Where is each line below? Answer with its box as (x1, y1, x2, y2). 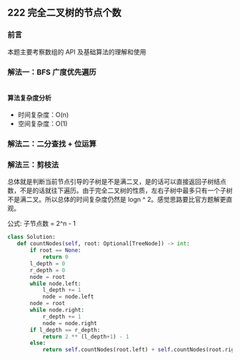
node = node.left (42, 293, 94, 301)
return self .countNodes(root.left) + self (42, 346, 171, 354)
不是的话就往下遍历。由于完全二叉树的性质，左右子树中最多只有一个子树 (19, 186, 233, 195)
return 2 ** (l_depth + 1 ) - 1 (42, 333, 130, 340)
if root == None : (29, 247, 81, 254)
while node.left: (29, 280, 81, 287)
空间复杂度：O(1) (17, 120, 68, 128)
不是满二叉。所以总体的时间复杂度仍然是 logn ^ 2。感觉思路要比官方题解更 (7, 195, 226, 204)
